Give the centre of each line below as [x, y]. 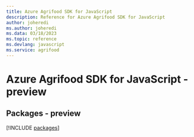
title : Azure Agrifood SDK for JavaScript [59, 12]
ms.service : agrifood [33, 50]
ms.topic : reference [32, 39]
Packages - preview [43, 114]
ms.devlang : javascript [35, 45]
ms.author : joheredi [32, 28]
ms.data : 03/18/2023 [32, 34]
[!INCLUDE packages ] [33, 128]
